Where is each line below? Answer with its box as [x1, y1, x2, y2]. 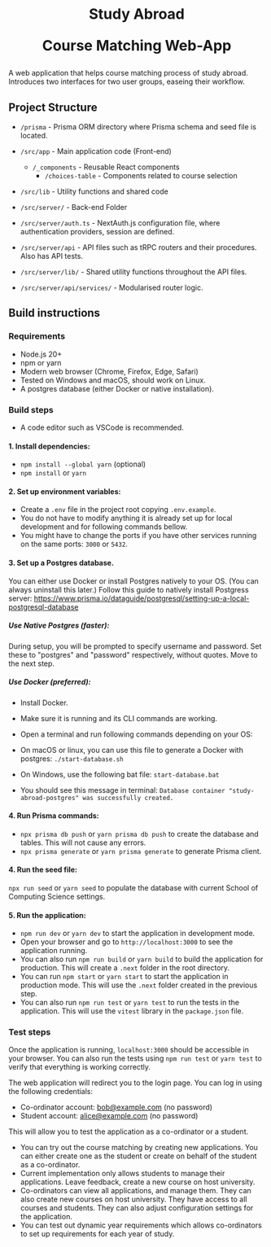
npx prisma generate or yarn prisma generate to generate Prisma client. [20, 846, 262, 855]
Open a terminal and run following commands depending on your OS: [20, 729, 253, 739]
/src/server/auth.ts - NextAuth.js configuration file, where [20, 218, 221, 228]
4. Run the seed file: [8, 864, 77, 875]
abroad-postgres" [20, 794, 80, 802]
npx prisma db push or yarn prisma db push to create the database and [20, 829, 259, 838]
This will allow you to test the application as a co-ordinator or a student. [8, 1127, 249, 1136]
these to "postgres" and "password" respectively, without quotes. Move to [8, 650, 258, 659]
